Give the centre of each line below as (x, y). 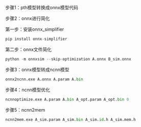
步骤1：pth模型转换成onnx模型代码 (42, 7)
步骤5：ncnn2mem (25, 110)
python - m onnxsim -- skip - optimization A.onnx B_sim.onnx (68, 59)
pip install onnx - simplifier (36, 39)
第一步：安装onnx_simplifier (35, 29)
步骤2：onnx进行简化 (28, 18)
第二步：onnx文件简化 (29, 49)
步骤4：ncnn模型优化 (28, 90)
